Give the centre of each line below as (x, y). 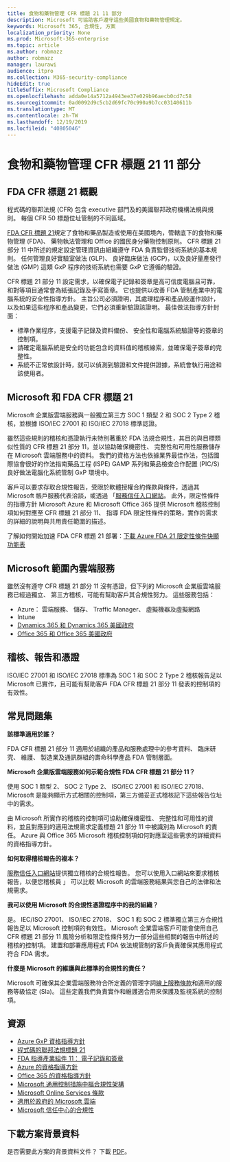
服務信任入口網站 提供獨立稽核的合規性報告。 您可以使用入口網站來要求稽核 (113, 873)
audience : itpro (30, 71)
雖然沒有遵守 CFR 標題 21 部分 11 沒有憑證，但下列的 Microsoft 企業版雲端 (111, 586)
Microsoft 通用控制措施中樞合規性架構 (71, 1084)
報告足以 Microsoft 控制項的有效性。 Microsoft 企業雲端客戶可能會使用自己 (113, 928)
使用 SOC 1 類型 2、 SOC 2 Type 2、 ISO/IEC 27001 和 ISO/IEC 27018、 (107, 786)
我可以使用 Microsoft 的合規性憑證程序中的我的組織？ (83, 905)
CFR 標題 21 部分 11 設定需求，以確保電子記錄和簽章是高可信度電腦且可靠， (113, 281)
